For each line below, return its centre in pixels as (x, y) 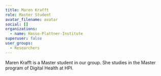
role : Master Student (28, 15)
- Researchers (25, 48)
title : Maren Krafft (27, 10)
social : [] (17, 24)
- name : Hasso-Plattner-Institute (46, 34)
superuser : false (24, 39)
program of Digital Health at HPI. (39, 68)
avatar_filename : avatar (32, 19)
